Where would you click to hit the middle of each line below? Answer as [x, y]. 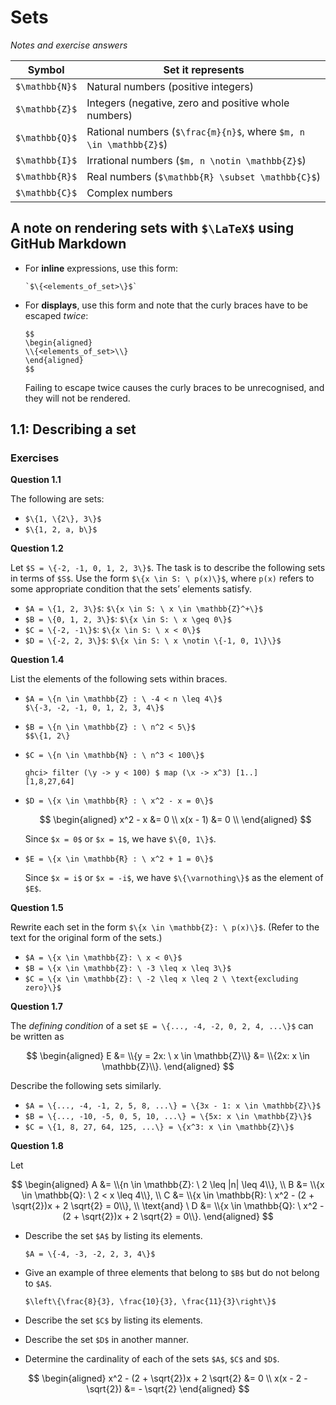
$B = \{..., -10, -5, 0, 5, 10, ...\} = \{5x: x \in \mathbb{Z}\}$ [168, 1117]
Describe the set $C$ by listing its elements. [113, 1320]
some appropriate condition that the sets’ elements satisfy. [131, 589]
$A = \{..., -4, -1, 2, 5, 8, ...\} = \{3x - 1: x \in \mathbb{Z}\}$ [173, 1106]
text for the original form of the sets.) [86, 938]
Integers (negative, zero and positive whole [188, 103]
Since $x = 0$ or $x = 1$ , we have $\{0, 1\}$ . [120, 839]
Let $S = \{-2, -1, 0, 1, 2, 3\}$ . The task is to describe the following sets [168, 568]
